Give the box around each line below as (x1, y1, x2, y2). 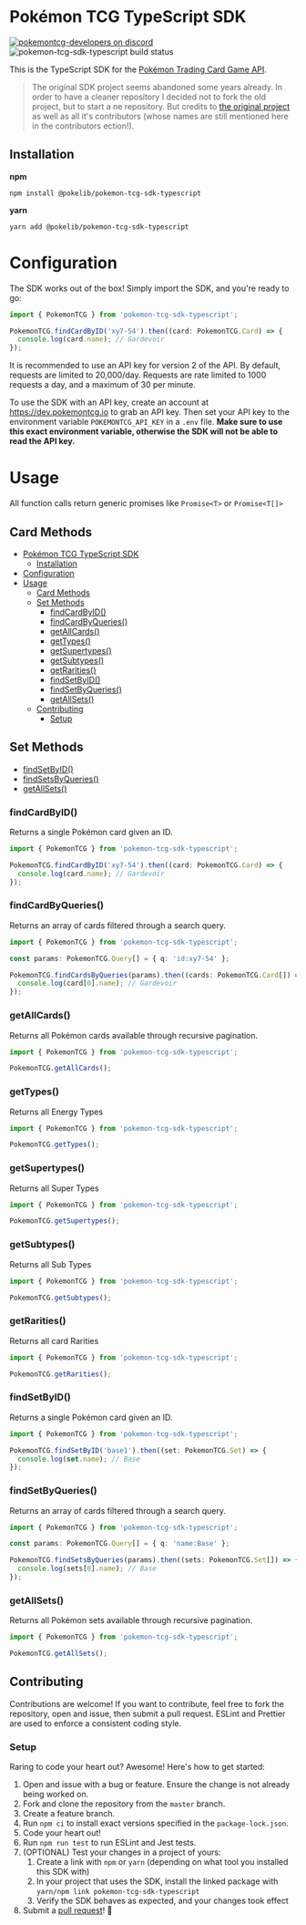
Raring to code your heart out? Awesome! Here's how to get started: (9, 1762, 266, 1773)
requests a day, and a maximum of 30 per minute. (9, 379, 196, 390)
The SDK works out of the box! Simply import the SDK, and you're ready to (9, 283, 290, 294)
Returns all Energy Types (9, 1106, 103, 1117)
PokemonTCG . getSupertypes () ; (9, 1216, 120, 1226)
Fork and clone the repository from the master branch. (22, 1798, 226, 1809)
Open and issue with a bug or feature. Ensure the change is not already (22, 1779, 291, 1790)
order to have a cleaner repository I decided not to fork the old (31, 91, 267, 102)
